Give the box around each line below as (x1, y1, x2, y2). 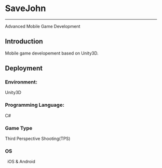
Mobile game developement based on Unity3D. (5, 50, 99, 56)
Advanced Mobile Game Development (5, 23, 81, 29)
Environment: (5, 79, 38, 85)
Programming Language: (5, 102, 65, 109)
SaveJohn (5, 3, 46, 14)
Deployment (5, 64, 43, 72)
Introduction (5, 37, 43, 46)
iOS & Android (7, 159, 35, 165)
